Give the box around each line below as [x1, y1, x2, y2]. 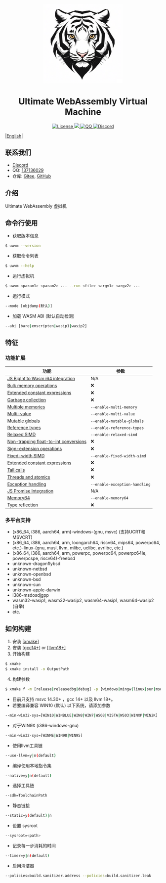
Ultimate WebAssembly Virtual [18, 96, 148, 107]
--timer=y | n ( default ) [5, 853, 50, 858]
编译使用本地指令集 [12, 762, 52, 768]
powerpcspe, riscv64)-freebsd [12, 555, 76, 562]
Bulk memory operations [7, 382, 57, 389]
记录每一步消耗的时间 [12, 843, 56, 849]
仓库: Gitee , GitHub [12, 173, 51, 179]
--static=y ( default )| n [5, 813, 52, 818]
